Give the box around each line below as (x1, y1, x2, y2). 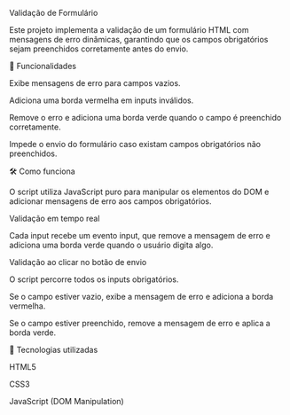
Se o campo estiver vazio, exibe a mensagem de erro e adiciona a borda (9, 292, 274, 301)
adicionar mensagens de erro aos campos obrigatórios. (9, 196, 212, 207)
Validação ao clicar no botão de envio (9, 257, 147, 267)
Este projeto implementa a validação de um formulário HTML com (9, 25, 249, 35)
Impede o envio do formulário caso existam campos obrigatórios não (9, 139, 262, 149)
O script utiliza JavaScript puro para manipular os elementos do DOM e (9, 186, 270, 197)
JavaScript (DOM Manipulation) (9, 396, 124, 406)
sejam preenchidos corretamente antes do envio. (9, 43, 189, 54)
